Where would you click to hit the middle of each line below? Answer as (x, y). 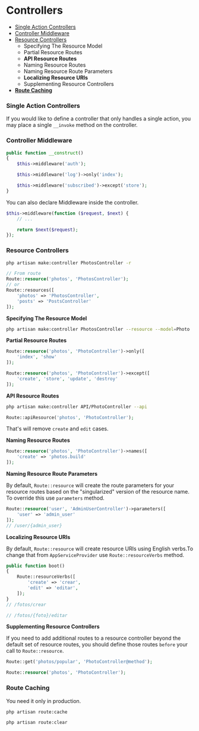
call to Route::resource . (35, 651)
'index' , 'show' (37, 357)
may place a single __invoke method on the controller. (72, 125)
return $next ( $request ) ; (48, 230)
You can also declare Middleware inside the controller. (72, 202)
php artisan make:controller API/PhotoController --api (77, 407)
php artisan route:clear (37, 723)
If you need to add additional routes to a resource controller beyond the (94, 638)
